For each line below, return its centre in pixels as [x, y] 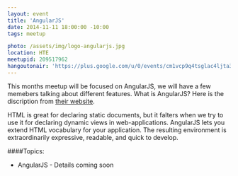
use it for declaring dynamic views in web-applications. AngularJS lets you [116, 122]
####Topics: [26, 151]
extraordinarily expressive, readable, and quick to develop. [93, 137]
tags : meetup [27, 34]
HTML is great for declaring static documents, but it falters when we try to [115, 115]
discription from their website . [51, 101]
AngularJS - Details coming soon [66, 165]
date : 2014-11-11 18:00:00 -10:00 [58, 27]
